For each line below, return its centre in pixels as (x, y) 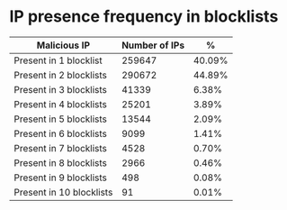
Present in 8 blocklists (61, 162)
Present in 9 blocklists (61, 178)
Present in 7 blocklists (61, 148)
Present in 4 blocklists (61, 104)
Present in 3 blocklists (61, 89)
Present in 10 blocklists (63, 192)
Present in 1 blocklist (58, 60)
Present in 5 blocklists (61, 119)
